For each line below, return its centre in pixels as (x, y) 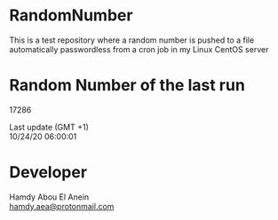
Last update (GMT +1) (49, 127)
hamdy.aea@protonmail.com (62, 206)
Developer (48, 173)
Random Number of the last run (127, 86)
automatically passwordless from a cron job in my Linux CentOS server (139, 49)
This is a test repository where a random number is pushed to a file (132, 40)
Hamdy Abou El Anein (49, 197)
